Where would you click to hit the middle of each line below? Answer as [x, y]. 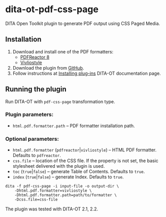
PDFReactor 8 [35, 57]
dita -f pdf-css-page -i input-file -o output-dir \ [62, 187]
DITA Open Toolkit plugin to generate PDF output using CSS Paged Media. [83, 23]
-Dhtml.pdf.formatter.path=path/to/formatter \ [65, 195]
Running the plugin [36, 89]
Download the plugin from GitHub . [48, 68]
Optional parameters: [32, 139]
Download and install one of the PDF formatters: [63, 51]
